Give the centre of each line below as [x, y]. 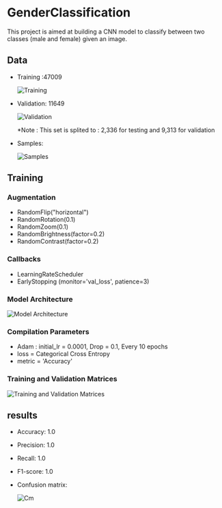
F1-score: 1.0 [35, 472]
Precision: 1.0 [36, 445]
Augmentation [31, 198]
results [22, 416]
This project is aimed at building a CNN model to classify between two [106, 31]
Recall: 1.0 [31, 458]
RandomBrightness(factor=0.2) [61, 234]
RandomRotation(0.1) [46, 220]
